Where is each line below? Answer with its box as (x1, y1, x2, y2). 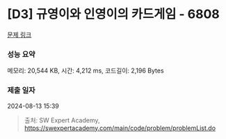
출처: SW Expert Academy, (24, 115, 100, 124)
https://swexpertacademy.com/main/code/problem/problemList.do (24, 124, 216, 132)
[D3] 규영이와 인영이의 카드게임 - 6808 (7, 6, 220, 22)
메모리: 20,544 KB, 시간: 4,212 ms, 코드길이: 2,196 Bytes (7, 66, 165, 75)
